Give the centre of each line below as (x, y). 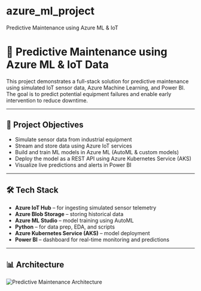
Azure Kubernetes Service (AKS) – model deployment (82, 233)
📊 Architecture (35, 264)
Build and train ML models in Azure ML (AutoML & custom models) (97, 152)
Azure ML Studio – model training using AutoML (74, 220)
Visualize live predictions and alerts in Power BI (73, 165)
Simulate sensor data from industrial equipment (73, 139)
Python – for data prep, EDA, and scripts (65, 227)
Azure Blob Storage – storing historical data (69, 214)
